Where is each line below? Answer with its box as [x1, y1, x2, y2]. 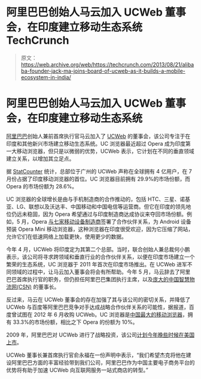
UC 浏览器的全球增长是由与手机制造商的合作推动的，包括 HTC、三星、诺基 [6, 195, 190, 203]
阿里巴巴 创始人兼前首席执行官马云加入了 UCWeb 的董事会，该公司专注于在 [6, 133, 191, 140]
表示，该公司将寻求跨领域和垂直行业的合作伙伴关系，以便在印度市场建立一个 [6, 253, 195, 260]
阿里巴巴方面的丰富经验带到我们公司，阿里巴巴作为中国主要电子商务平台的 [11, 359, 195, 366]
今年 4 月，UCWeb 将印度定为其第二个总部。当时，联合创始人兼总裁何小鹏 [6, 245, 190, 252]
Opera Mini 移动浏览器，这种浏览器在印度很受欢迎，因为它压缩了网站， [17, 225, 194, 233]
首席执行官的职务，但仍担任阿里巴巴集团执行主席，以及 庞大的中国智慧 [16, 275, 190, 282]
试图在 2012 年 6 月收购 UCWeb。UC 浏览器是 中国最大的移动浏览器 [16, 311, 183, 318]
